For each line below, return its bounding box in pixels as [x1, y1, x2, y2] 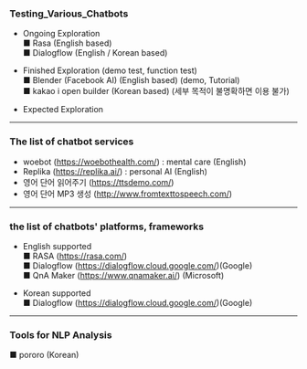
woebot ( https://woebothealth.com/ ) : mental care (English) [22, 156, 247, 167]
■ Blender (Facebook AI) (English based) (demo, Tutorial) [22, 75, 240, 86]
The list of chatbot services [9, 135, 134, 148]
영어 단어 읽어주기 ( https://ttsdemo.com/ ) [22, 176, 175, 187]
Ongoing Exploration [22, 28, 101, 39]
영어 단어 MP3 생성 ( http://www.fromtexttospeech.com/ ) [22, 188, 233, 199]
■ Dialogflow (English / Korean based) [22, 47, 168, 58]
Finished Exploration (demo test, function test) [22, 65, 198, 76]
